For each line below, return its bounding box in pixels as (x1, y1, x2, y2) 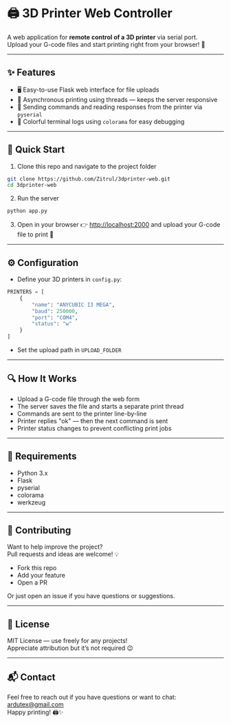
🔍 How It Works (7, 373, 77, 385)
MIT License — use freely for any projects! (7, 637, 128, 645)
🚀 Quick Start (7, 144, 65, 156)
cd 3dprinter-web (7, 182, 57, 189)
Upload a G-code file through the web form (16, 394, 140, 403)
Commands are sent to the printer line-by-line (16, 409, 147, 418)
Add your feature (16, 571, 66, 580)
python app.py (7, 207, 48, 214)
